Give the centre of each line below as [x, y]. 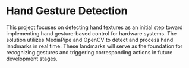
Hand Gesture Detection [67, 11]
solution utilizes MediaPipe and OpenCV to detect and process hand [90, 40]
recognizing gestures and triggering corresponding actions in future [89, 52]
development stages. [32, 59]
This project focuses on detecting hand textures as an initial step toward [94, 27]
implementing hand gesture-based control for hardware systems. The [92, 33]
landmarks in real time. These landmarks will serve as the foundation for [94, 46]
